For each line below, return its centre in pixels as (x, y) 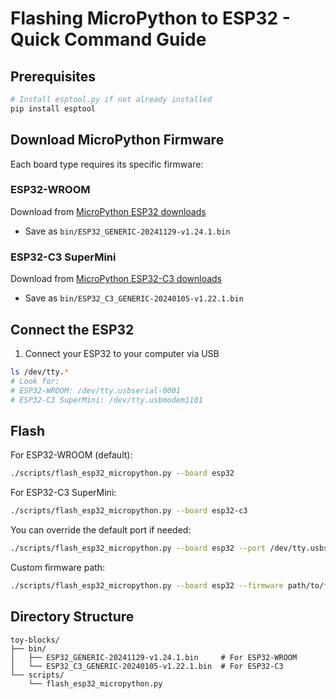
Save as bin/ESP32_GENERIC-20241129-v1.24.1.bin (127, 231)
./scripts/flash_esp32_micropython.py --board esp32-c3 (129, 511)
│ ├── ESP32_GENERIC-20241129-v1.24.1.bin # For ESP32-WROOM (154, 657)
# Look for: (35, 381)
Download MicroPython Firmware (117, 140)
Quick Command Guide (108, 39)
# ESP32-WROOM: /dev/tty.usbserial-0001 (96, 390)
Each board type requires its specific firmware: (107, 164)
